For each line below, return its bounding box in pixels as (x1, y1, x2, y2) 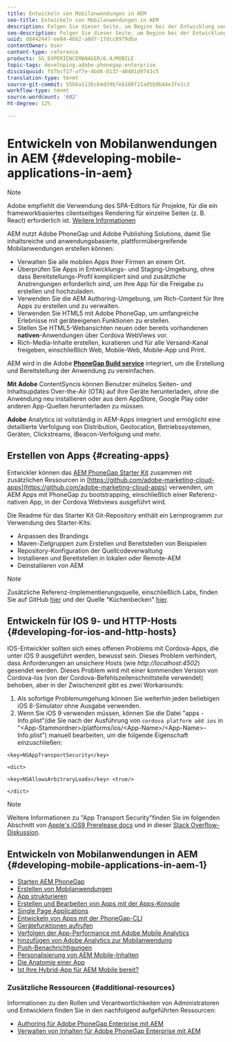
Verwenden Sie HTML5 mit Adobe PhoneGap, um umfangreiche (17, 309, 199, 317)
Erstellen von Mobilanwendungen (17, 885, 113, 893)
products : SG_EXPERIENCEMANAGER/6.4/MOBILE (7, 55, 135, 62)
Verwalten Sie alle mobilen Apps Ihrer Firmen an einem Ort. (17, 257, 186, 266)
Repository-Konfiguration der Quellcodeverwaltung (17, 547, 163, 555)
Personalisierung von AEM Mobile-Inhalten (17, 951, 139, 959)
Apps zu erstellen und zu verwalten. (17, 301, 120, 310)
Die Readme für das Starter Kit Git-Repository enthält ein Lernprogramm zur (7, 511, 224, 519)
